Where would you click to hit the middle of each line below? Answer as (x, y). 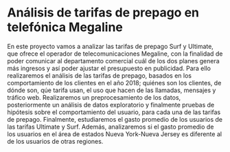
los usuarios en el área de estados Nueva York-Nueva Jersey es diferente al (114, 134)
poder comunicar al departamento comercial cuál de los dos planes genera (113, 61)
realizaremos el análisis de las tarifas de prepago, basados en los (100, 75)
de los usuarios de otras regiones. (55, 141)
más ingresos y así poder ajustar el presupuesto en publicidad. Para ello (109, 68)
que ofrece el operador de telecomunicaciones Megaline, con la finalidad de (115, 54)
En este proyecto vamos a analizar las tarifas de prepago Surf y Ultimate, (111, 46)
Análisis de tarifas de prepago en (103, 13)
